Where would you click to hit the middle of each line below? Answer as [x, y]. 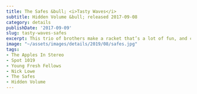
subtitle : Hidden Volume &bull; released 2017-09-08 [72, 17]
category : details [28, 22]
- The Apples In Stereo [35, 55]
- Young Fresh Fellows [34, 66]
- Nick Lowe [21, 71]
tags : [13, 50]
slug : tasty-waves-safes [36, 33]
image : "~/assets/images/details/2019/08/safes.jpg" [72, 44]
